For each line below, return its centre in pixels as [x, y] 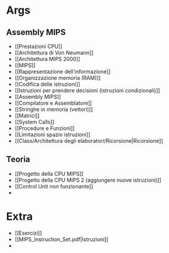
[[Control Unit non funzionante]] [54, 186]
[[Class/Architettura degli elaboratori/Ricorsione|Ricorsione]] [89, 141]
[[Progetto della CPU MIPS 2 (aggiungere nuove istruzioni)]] [88, 180]
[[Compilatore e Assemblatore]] [53, 103]
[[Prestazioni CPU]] [38, 46]
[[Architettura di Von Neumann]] [54, 53]
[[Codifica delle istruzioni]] [47, 84]
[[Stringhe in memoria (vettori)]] [54, 109]
